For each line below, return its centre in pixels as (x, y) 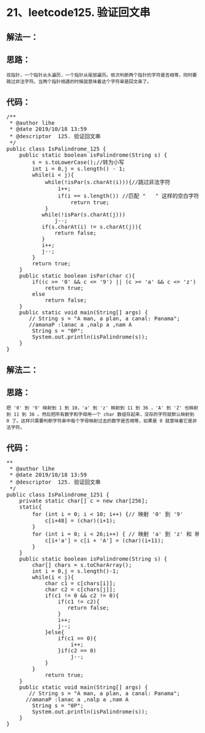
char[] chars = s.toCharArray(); (82, 565)
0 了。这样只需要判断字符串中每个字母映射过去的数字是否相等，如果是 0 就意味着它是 (99, 421)
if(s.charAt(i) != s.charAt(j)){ (92, 227)
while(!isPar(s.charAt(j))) (84, 215)
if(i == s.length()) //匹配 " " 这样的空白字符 (128, 196)
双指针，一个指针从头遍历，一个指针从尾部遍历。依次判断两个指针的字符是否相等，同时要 (102, 75)
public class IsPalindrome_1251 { (58, 495)
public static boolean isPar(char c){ (77, 276)
